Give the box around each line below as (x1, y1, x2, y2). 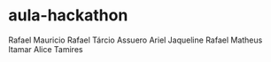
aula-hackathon (8, 5, 128, 26)
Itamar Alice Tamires (8, 43, 83, 54)
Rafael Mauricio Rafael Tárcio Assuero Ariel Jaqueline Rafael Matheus (8, 35, 263, 45)
